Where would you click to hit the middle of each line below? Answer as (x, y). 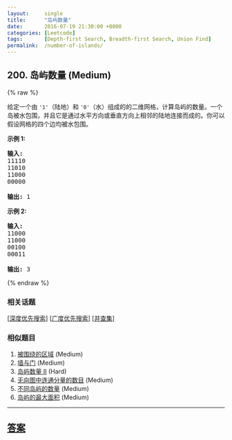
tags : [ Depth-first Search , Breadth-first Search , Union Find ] (109, 39)
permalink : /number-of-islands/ (55, 46)
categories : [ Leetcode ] (41, 33)
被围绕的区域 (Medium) (50, 354)
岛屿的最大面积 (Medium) (53, 397)
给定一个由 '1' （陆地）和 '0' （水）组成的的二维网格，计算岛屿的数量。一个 (115, 106)
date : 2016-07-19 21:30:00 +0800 (65, 26)
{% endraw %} (28, 283)
